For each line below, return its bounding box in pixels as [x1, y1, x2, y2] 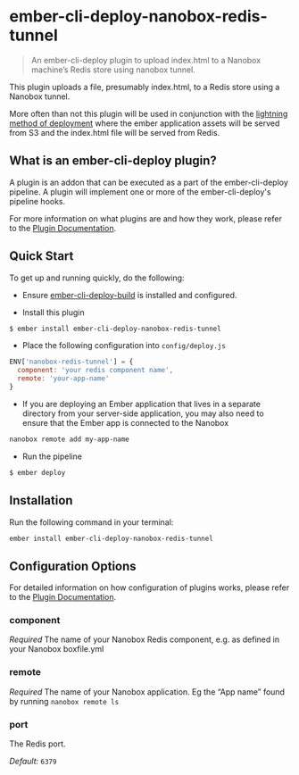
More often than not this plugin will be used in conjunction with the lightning [9, 108, 288, 119]
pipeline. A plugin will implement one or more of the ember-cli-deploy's [9, 186, 271, 197]
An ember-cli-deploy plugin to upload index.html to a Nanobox [30, 54, 262, 65]
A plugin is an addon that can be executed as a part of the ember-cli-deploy [9, 177, 288, 187]
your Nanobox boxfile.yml [9, 644, 104, 654]
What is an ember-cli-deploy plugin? [9, 154, 217, 169]
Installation [9, 493, 73, 508]
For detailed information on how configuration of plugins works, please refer [9, 582, 290, 593]
